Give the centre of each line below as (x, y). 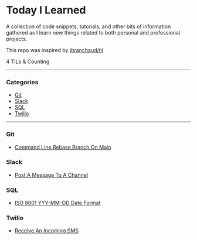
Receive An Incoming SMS (47, 231)
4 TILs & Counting (28, 61)
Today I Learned (46, 10)
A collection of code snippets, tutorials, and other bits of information (89, 26)
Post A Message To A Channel (51, 175)
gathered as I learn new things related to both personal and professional (93, 32)
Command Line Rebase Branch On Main (63, 147)
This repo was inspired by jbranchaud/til (55, 50)
